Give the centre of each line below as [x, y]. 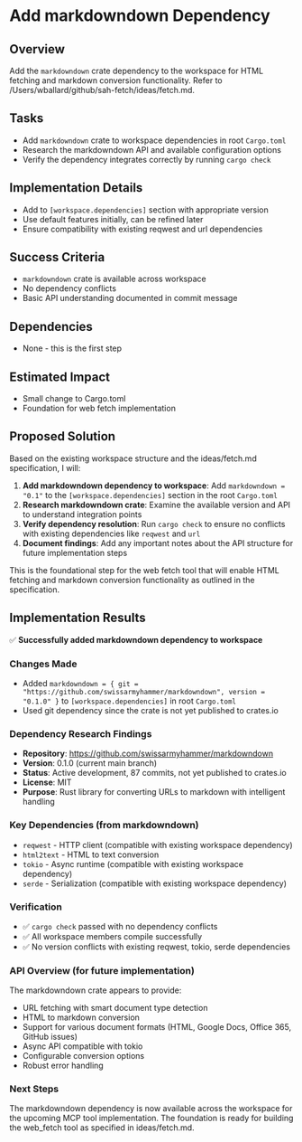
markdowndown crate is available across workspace [114, 279]
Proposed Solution [62, 436]
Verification [36, 907]
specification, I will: [45, 467]
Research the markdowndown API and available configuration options [152, 149]
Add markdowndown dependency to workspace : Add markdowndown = [154, 486]
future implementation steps [75, 552]
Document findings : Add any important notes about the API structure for [158, 543]
